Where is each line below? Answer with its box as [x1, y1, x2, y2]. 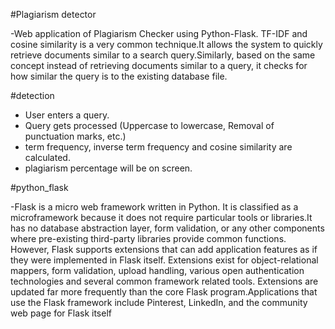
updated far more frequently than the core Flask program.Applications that [10, 286, 318, 298]
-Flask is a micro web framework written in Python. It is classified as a [10, 201, 299, 213]
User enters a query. [24, 109, 110, 121]
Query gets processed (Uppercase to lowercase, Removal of [24, 120, 275, 131]
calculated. [24, 152, 71, 163]
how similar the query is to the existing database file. [10, 70, 228, 82]
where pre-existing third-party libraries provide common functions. [10, 233, 287, 244]
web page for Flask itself [10, 307, 112, 319]
